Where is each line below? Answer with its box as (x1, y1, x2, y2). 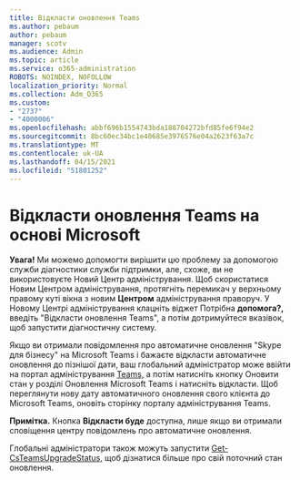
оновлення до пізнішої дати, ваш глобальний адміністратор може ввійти (9, 359, 291, 370)
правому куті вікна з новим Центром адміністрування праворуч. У (9, 293, 270, 304)
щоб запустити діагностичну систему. (9, 322, 157, 333)
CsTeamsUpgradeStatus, (9, 453, 103, 464)
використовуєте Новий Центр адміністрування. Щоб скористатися (9, 274, 269, 285)
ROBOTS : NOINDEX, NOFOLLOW (9, 73, 112, 82)
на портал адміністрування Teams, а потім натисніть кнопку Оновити (9, 369, 279, 380)
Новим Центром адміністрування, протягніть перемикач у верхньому (9, 283, 282, 294)
